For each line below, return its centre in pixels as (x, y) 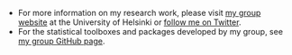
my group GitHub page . (61, 41)
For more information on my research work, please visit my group (139, 13)
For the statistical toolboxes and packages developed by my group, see (151, 31)
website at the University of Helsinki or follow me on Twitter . (129, 22)
